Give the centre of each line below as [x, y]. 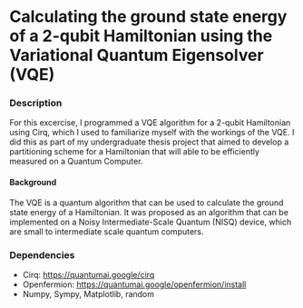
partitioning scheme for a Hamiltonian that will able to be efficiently [135, 152]
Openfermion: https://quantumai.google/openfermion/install [134, 284]
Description [36, 104]
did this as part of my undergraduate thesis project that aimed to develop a [149, 142]
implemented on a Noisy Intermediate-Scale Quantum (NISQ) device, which [151, 222]
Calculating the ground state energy [148, 17]
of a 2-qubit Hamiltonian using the [141, 36]
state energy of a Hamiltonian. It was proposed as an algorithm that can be [149, 212]
